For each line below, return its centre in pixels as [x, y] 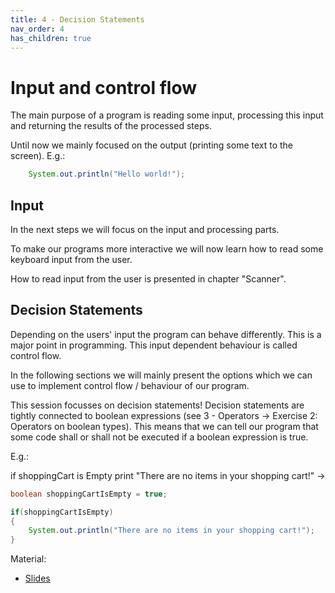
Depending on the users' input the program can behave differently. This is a [166, 334]
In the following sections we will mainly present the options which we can [161, 375]
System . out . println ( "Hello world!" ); [107, 174]
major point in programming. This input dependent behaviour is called [154, 345]
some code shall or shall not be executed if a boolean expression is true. [159, 437]
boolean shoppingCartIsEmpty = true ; [89, 494]
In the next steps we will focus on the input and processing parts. [145, 229]
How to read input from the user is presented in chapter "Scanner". [148, 279]
